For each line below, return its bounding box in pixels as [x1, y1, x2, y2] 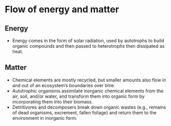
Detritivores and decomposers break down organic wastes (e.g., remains [12, 104, 166, 110]
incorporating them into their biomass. [12, 98, 93, 104]
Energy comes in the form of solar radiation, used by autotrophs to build [12, 37, 164, 44]
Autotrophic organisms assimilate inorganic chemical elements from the [12, 88, 164, 94]
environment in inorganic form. [12, 115, 77, 121]
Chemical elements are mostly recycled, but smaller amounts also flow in [12, 77, 166, 83]
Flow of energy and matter [5, 4, 119, 15]
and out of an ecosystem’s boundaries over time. [12, 82, 116, 88]
